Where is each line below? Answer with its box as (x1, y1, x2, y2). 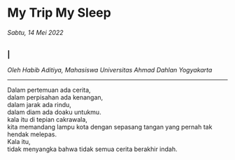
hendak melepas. (7, 130, 57, 138)
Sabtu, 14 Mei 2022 (7, 28, 64, 36)
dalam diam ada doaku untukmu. (7, 108, 101, 116)
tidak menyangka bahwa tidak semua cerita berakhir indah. (7, 145, 178, 153)
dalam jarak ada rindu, (7, 100, 72, 109)
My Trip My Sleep (7, 5, 112, 21)
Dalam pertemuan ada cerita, (7, 86, 91, 94)
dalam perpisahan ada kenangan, (7, 93, 104, 102)
